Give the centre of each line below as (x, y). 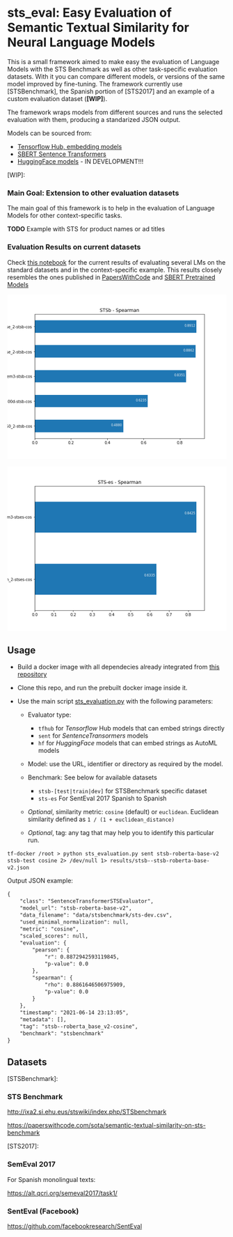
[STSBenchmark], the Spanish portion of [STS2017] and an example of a (111, 91)
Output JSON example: (40, 881)
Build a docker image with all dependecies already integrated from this (119, 667)
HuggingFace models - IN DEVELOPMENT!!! (80, 161)
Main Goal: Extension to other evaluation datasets (93, 193)
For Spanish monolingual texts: (51, 1179)
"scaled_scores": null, (54, 936)
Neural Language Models (81, 42)
